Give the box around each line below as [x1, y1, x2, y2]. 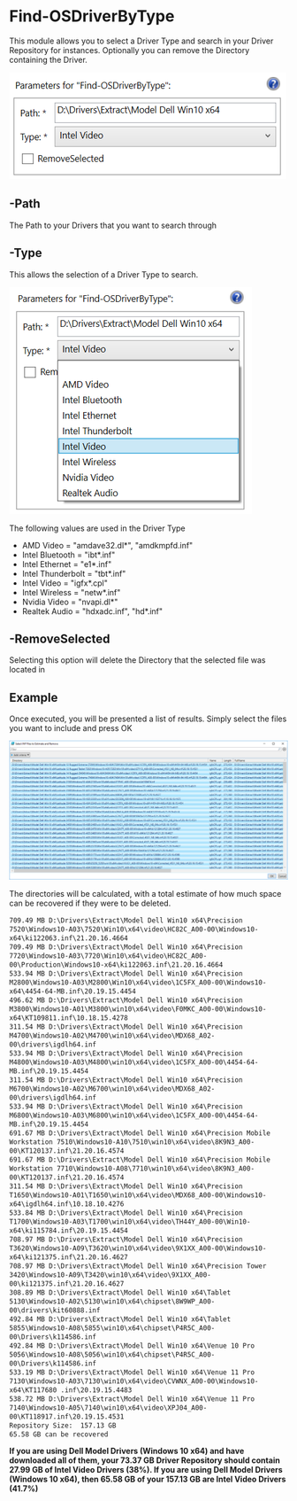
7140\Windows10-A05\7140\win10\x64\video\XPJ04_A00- [9, 1403, 208, 1412]
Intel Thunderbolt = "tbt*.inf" [21, 568, 126, 579]
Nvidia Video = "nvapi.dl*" [21, 596, 118, 607]
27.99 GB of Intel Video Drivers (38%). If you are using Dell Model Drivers [9, 1464, 283, 1474]
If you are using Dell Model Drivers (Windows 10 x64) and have [9, 1445, 245, 1456]
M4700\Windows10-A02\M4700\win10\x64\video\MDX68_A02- [9, 1030, 216, 1040]
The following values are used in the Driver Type [9, 523, 186, 533]
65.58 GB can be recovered [9, 1429, 109, 1439]
